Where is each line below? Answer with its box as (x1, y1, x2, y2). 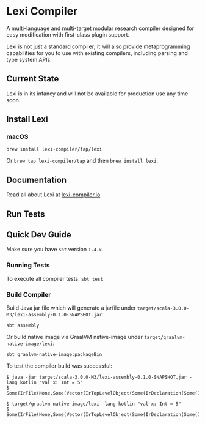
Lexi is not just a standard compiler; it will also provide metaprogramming (6, 43, 190, 50)
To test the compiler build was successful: (6, 362, 113, 370)
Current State (6, 73, 59, 84)
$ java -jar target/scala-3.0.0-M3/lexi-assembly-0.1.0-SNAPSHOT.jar (6, 374, 187, 381)
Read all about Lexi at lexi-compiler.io (6, 191, 101, 198)
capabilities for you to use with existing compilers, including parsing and (6, 49, 188, 56)
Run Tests (6, 209, 45, 219)
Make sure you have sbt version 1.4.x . (6, 246, 104, 253)
